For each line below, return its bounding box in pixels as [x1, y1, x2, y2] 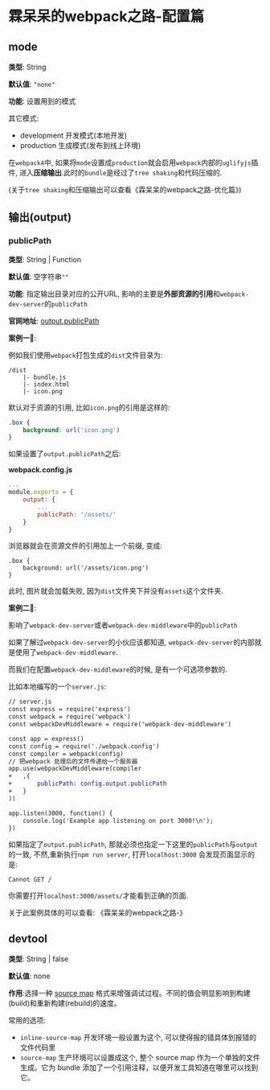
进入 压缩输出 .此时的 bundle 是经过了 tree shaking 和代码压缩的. [18, 168, 223, 177]
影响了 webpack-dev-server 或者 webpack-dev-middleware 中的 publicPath [8, 620, 238, 630]
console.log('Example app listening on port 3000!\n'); [22, 816, 215, 825]
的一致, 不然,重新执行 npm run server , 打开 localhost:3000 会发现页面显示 [8, 849, 248, 859]
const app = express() [8, 734, 84, 742]
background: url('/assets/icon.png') [22, 564, 149, 572]
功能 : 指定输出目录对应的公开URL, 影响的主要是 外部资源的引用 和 [8, 289, 221, 298]
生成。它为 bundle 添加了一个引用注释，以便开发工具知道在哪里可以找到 [19, 1063, 259, 1072]
